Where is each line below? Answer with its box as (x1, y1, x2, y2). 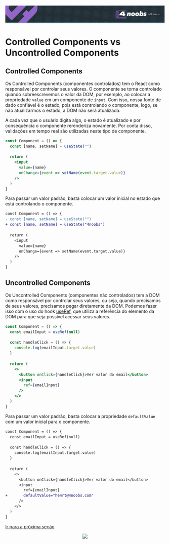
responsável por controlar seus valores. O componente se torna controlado (5, 86, 162, 92)
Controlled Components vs (5, 36, 121, 48)
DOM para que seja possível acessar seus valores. (5, 313, 111, 319)
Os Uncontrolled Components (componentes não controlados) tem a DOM (5, 292, 160, 298)
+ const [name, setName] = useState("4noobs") (5, 222, 105, 227)
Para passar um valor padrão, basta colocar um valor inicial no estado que (5, 195, 160, 201)
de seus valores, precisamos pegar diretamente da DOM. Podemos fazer (5, 303, 157, 309)
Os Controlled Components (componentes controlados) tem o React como (5, 80, 160, 87)
